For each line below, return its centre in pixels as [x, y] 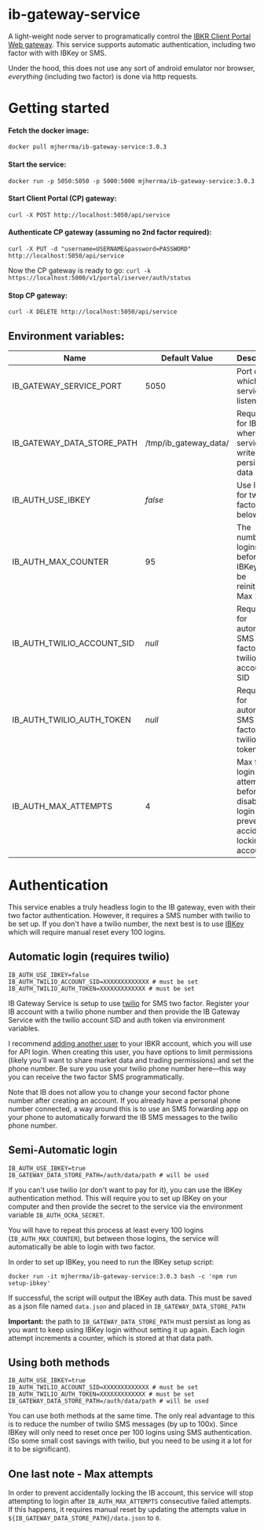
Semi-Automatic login [63, 1150]
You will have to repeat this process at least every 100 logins [106, 1230]
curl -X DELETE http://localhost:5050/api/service [93, 312]
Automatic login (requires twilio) [89, 957]
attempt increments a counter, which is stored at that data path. [111, 1338]
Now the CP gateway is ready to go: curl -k [80, 270]
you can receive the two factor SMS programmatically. [96, 1077]
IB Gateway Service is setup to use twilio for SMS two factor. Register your [129, 1003]
